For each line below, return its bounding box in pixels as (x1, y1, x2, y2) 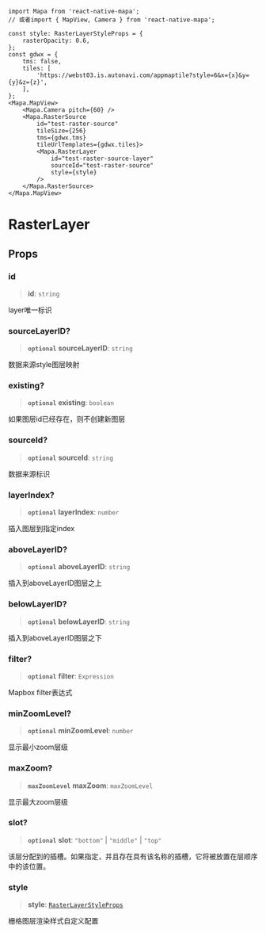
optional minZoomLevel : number (27, 726, 134, 736)
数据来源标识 (8, 468, 50, 479)
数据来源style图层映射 (8, 360, 80, 369)
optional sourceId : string (27, 453, 113, 462)
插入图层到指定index (8, 524, 75, 533)
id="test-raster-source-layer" (50, 155, 154, 163)
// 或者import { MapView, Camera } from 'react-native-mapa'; (8, 16, 215, 24)
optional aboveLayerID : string (27, 562, 131, 572)
